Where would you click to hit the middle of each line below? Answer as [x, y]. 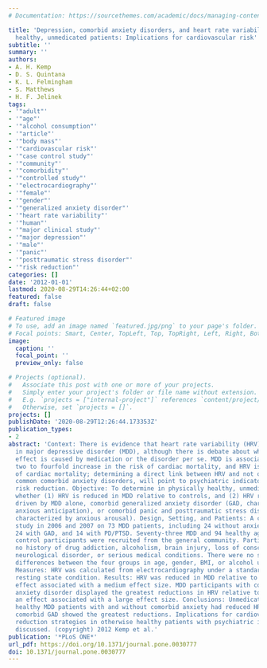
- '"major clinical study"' [55, 230]
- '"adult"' [28, 112]
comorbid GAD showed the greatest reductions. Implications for [124, 615]
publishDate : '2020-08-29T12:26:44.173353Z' [83, 422]
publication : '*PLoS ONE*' [53, 637]
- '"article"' [32, 134]
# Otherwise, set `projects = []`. [71, 407]
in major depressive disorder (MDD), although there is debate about [133, 451]
